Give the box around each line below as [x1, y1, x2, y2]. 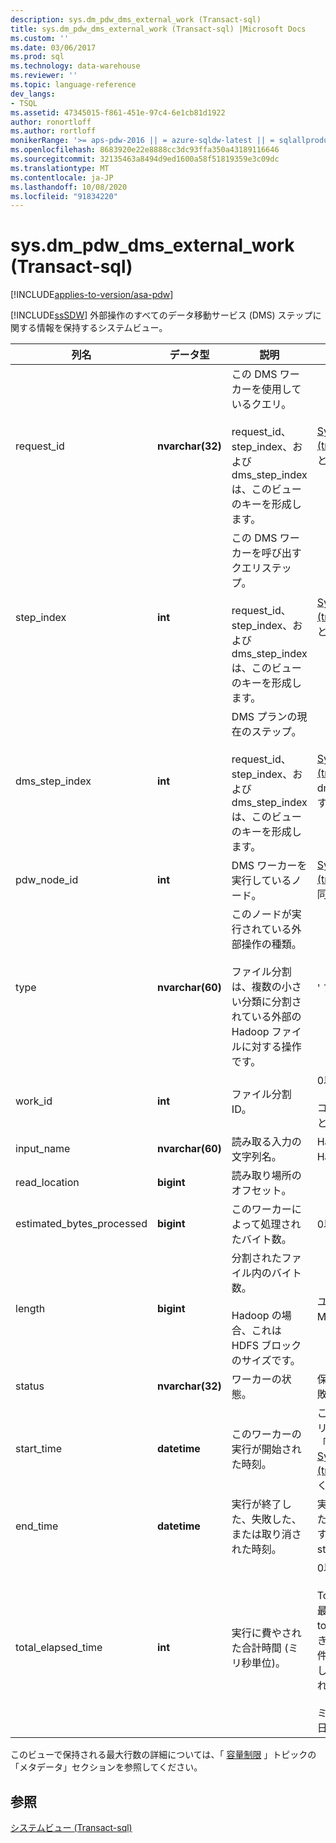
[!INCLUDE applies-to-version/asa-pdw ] [10, 289, 174, 301]
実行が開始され [231, 1442, 302, 1456]
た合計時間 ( [231, 1641, 289, 1655]
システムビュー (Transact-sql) [10, 1822, 133, 1833]
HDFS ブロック [231, 1339, 302, 1353]
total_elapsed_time [15, 1641, 103, 1655]
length [15, 1302, 46, 1316]
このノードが [231, 907, 292, 921]
